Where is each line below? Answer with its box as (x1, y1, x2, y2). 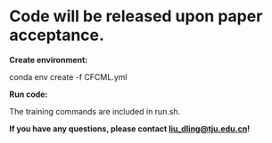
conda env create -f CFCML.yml (9, 71, 128, 82)
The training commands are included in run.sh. (9, 106, 181, 116)
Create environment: (9, 54, 88, 65)
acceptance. (9, 25, 105, 45)
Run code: (9, 89, 48, 99)
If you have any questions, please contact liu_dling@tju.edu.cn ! (9, 123, 251, 134)
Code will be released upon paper (9, 6, 263, 27)
